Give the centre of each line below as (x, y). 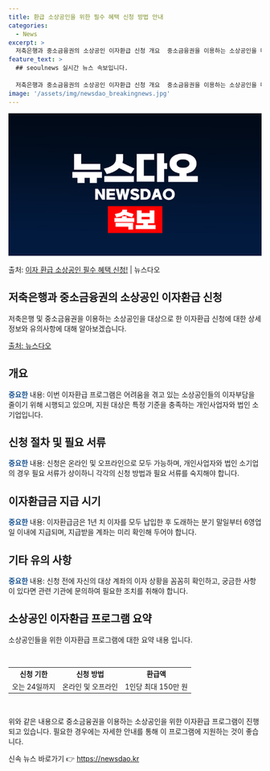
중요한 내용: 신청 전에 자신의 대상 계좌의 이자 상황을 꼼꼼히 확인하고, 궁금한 (125, 581)
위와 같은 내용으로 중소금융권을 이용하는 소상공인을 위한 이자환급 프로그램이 (127, 722)
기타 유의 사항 (40, 560)
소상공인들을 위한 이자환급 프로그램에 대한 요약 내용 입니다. (100, 640)
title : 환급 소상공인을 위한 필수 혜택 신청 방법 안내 (86, 17)
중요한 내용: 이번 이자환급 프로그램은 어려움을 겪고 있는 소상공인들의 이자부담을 (132, 394)
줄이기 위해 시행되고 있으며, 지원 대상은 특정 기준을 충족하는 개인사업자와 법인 (129, 404)
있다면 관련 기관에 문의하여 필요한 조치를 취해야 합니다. (102, 591)
